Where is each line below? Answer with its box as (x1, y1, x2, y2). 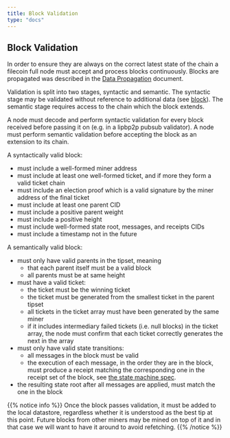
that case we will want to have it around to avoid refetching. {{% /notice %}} (7, 423, 222, 431)
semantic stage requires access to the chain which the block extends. (7, 102, 205, 111)
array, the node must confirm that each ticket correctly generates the (27, 330, 223, 338)
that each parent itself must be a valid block (27, 264, 152, 272)
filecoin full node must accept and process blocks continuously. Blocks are (7, 67, 220, 76)
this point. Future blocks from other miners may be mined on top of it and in (7, 416, 221, 424)
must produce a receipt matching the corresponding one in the (27, 366, 205, 374)
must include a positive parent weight (16, 208, 124, 216)
